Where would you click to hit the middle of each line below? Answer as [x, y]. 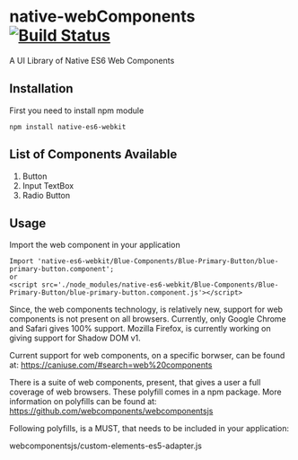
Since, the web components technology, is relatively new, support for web [146, 310]
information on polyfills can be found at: [83, 402]
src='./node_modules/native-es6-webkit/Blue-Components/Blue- [160, 285]
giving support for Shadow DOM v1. [75, 338]
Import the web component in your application [95, 245]
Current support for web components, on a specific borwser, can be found [147, 356]
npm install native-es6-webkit [68, 127]
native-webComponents [102, 17]
